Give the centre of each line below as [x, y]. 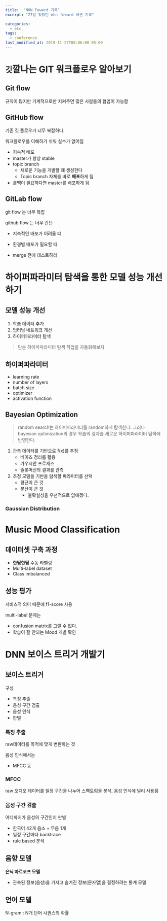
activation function [32, 398]
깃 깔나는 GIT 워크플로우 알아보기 [68, 70]
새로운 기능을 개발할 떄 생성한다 [51, 170]
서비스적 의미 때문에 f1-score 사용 [39, 604]
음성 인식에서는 [20, 755]
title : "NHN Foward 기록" [33, 10]
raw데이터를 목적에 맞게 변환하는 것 [40, 744]
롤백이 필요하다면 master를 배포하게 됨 [51, 183]
